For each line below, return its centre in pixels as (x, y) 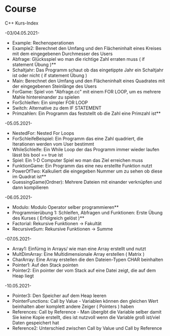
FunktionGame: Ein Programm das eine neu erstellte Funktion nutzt (82, 165)
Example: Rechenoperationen (43, 43)
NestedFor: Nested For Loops (43, 133)
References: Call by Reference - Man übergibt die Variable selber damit (87, 311)
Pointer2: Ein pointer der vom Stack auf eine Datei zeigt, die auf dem (84, 270)
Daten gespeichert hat (36, 323)
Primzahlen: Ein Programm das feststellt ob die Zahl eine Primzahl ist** (86, 113)
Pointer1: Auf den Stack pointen (45, 265)
